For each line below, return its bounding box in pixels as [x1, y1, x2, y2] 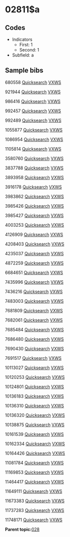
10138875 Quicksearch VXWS [5, 422, 65, 428]
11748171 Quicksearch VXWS [5, 517, 63, 523]
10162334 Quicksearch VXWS [5, 441, 65, 447]
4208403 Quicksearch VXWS [5, 241, 65, 247]
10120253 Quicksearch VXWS [5, 374, 65, 380]
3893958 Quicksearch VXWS [5, 174, 64, 180]
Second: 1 [19, 47, 39, 53]
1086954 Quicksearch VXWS [5, 136, 63, 142]
